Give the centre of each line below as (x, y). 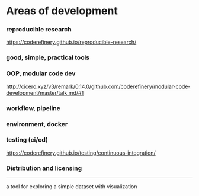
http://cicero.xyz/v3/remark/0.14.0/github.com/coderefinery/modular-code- (98, 86)
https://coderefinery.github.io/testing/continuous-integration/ (81, 153)
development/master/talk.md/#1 (45, 92)
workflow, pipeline (33, 108)
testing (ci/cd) (27, 140)
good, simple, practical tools (48, 57)
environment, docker (37, 124)
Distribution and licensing (44, 168)
